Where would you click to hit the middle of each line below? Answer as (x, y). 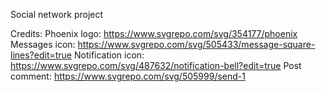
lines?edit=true (41, 55)
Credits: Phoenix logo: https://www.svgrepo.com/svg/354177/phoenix (154, 33)
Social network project (57, 14)
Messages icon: (43, 44)
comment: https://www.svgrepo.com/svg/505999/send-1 (128, 76)
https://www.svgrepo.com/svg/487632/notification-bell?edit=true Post (156, 65)
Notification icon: (109, 55)
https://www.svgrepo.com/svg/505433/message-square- (196, 44)
